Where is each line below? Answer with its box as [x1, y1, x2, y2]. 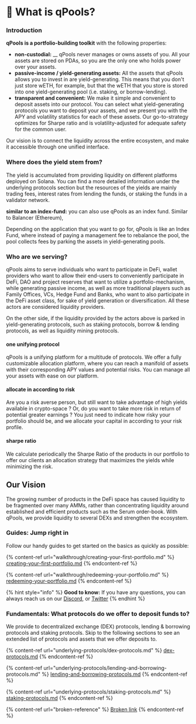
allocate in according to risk [6, 386, 75, 393]
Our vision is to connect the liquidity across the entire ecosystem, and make [6, 137, 189, 144]
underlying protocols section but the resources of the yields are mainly [6, 184, 177, 191]
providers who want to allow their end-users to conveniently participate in [6, 272, 184, 280]
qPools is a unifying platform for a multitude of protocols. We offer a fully [6, 353, 182, 361]
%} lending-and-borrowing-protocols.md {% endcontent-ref [42, 671, 188, 678]
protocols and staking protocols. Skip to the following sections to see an [6, 629, 180, 637]
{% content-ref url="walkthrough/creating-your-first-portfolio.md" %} [6, 553, 175, 560]
